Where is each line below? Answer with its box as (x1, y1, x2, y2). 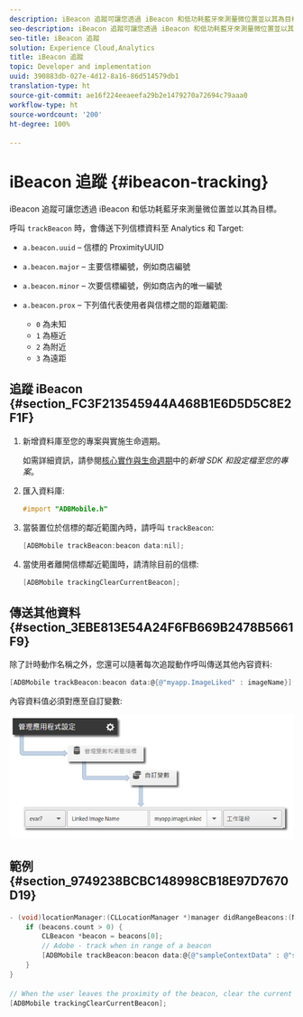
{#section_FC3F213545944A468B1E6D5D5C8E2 (9, 396, 292, 411)
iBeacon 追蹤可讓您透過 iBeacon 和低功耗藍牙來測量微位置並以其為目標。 (9, 203, 282, 214)
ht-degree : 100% (9, 119, 70, 128)
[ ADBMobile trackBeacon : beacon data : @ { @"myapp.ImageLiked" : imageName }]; (9, 678, 297, 687)
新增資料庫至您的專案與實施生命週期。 (22, 435, 165, 447)
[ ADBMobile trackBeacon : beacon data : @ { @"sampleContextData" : (41, 951, 280, 960)
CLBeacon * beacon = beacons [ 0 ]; (41, 932, 164, 941)
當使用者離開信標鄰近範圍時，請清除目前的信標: (22, 559, 199, 570)
